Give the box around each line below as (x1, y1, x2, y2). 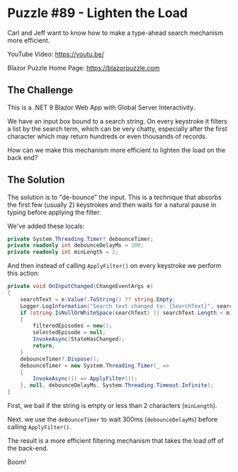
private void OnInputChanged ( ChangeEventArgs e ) (7, 283, 154, 290)
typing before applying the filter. (7, 208, 101, 216)
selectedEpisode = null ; (33, 329, 106, 336)
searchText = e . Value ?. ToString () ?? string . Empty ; (20, 296, 176, 303)
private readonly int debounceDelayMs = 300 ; (7, 242, 144, 250)
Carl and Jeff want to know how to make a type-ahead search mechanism (7, 28, 224, 37)
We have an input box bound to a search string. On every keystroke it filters (7, 117, 228, 125)
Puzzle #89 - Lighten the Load (7, 5, 188, 21)
